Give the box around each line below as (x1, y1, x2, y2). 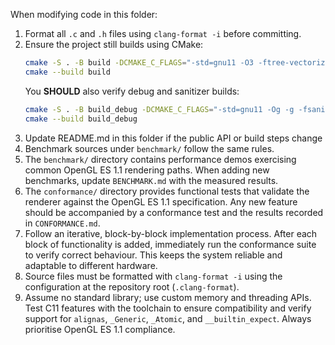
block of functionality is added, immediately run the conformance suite (24, 238, 317, 250)
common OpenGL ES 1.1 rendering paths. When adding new (24, 164, 270, 176)
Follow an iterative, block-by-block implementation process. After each (24, 227, 318, 239)
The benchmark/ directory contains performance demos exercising (24, 153, 297, 165)
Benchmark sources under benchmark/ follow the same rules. (24, 142, 275, 154)
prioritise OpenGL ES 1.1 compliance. (24, 323, 176, 335)
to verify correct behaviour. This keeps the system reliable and (24, 249, 283, 261)
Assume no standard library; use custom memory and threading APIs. (24, 291, 312, 303)
